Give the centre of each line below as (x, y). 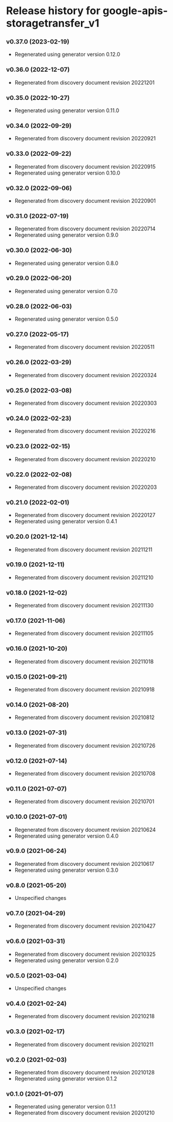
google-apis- (135, 11)
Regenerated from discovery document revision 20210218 (84, 1016)
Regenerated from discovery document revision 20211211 (83, 549)
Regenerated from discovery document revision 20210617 (84, 864)
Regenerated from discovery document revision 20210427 (85, 926)
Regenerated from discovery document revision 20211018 (84, 661)
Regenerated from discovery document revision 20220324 (86, 375)
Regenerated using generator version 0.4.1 (66, 522)
